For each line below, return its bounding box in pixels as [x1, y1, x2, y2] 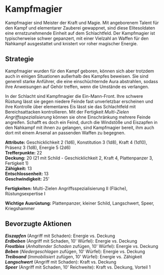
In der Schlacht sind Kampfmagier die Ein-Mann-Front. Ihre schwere [5, 93, 143, 99]
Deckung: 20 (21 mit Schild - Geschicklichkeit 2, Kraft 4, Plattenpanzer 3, [5, 155, 153, 161]
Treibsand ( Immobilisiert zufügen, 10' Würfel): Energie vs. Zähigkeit [5, 253, 142, 259]
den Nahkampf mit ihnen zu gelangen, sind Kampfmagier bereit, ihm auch [5, 124, 155, 130]
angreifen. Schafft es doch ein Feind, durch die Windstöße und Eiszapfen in [5, 119, 158, 125]
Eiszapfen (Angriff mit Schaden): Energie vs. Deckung [5, 233, 115, 239]
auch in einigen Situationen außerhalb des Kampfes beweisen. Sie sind [5, 73, 149, 79]
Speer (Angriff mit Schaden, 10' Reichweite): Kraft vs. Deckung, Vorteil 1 [5, 264, 151, 270]
